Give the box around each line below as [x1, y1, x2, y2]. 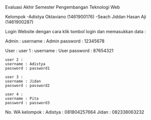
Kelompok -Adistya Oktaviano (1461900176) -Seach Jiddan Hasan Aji [5, 14, 147, 19]
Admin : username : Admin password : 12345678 [5, 38, 105, 44]
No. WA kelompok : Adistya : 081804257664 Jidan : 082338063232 [5, 109, 145, 115]
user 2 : [5, 57, 23, 62]
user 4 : [5, 92, 23, 97]
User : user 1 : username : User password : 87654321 [5, 48, 114, 53]
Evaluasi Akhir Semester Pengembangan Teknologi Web [5, 4, 120, 10]
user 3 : [5, 75, 23, 80]
